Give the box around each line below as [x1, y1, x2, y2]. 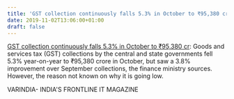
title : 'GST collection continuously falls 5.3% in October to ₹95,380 [7, 10, 219, 17]
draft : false [7, 23, 45, 30]
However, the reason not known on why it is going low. [7, 72, 164, 80]
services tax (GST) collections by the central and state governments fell [7, 49, 213, 58]
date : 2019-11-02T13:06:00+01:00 [7, 17, 104, 24]
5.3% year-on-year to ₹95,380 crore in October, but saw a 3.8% [7, 57, 191, 66]
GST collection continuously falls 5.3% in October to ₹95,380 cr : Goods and [7, 43, 225, 51]
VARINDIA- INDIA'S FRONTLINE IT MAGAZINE [7, 85, 139, 94]
